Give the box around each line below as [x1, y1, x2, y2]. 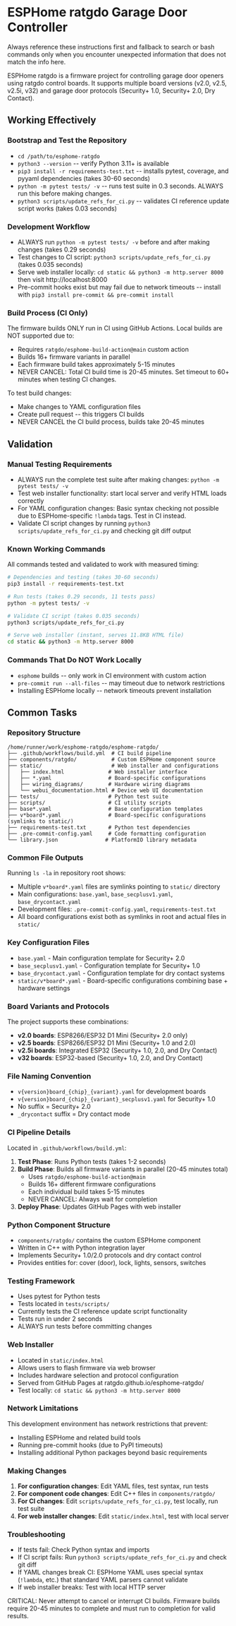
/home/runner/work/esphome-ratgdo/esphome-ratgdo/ [7, 744, 159, 751]
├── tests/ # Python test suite [7, 793, 169, 800]
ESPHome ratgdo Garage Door [7, 4, 188, 20]
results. [7, 1612, 30, 1620]
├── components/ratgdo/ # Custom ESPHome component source [7, 756, 216, 764]
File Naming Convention [7, 1072, 92, 1081]
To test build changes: [7, 389, 72, 398]
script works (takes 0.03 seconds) [17, 204, 118, 213]
